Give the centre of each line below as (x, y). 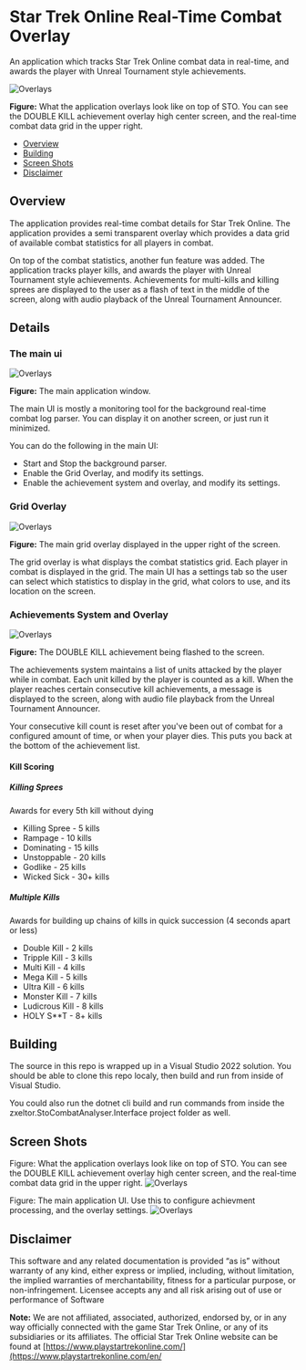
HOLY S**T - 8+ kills (62, 1015)
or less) (24, 930)
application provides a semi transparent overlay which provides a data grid (149, 233)
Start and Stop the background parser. (95, 463)
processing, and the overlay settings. (79, 1210)
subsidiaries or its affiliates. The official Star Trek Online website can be (144, 1337)
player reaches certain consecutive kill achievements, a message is (136, 690)
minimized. (30, 428)
